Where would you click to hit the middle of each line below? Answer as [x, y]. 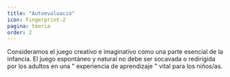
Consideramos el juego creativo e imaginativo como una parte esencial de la [115, 52]
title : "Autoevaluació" [41, 13]
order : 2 [20, 32]
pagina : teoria [29, 26]
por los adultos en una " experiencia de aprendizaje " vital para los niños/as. [115, 66]
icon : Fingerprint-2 [37, 20]
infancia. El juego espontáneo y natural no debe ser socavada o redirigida [111, 59]
